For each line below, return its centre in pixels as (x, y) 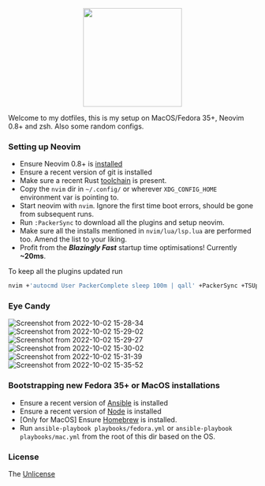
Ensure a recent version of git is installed (86, 172)
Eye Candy (30, 306)
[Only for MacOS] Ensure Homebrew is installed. (98, 419)
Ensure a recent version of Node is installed (90, 411)
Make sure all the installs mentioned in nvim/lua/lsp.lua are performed (135, 231)
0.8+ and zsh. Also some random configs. (76, 126)
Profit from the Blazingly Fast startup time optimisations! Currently (128, 248)
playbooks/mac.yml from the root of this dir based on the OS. (117, 436)
